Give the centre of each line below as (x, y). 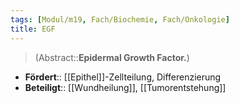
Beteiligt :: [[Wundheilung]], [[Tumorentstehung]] (125, 87)
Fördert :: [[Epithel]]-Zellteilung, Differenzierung (123, 77)
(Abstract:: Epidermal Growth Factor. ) (112, 57)
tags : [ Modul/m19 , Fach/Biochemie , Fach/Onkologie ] (120, 19)
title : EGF (33, 29)
